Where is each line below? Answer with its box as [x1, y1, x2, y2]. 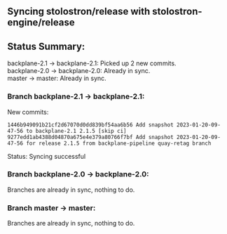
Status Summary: [7, 40, 85, 52]
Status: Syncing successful [7, 152, 86, 160]
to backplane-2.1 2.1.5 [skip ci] [25, 127, 128, 134]
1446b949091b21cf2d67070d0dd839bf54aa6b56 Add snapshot [7, 121, 174, 129]
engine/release [7, 17, 75, 29]
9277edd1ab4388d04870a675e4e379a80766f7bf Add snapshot [7, 134, 174, 141]
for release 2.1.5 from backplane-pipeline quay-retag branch [25, 140, 212, 147]
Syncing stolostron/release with [7, 6, 151, 18]
